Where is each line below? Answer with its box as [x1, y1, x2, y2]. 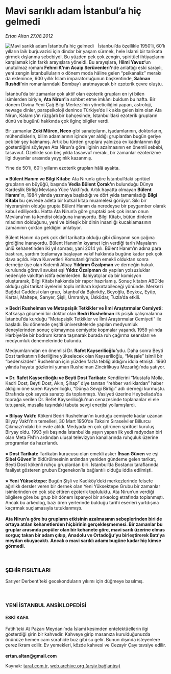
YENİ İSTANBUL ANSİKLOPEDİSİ [5, 602, 87, 609]
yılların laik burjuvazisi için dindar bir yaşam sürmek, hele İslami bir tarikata [5, 48, 162, 54]
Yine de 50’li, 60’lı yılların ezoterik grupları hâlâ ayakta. [5, 165, 120, 171]
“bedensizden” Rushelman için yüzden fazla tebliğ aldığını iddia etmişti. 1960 [5, 358, 166, 364]
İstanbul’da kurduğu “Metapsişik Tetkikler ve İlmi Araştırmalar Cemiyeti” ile [5, 316, 162, 322]
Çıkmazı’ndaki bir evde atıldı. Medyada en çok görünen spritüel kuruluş [5, 423, 155, 429]
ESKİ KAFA [5, 614, 29, 620]
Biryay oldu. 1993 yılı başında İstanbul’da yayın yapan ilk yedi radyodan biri [5, 429, 162, 435]
